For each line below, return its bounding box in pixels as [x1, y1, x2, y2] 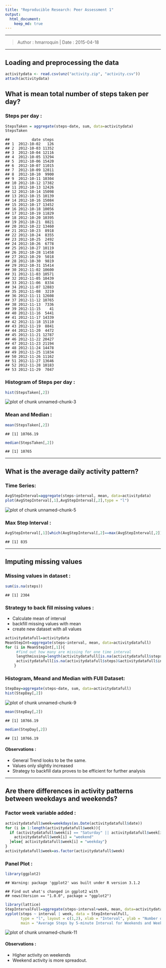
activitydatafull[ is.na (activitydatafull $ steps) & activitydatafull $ [16, 659, 158, 664]
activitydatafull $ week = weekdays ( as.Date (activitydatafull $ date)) [5, 821, 142, 826]
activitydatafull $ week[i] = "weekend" [14, 835, 94, 840]
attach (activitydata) [5, 76, 50, 81]
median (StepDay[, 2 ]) [5, 727, 48, 732]
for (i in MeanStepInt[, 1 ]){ [5, 645, 65, 650]
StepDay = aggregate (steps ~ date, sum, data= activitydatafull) [5, 686, 132, 691]
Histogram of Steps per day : [5, 379, 76, 386]
